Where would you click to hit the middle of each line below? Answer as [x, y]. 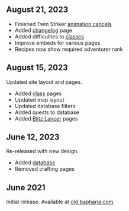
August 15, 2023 [37, 68]
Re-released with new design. [42, 151]
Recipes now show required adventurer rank [69, 49]
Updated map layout [39, 99]
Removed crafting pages [45, 169]
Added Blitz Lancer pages [46, 118]
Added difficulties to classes [49, 36]
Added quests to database [47, 112]
